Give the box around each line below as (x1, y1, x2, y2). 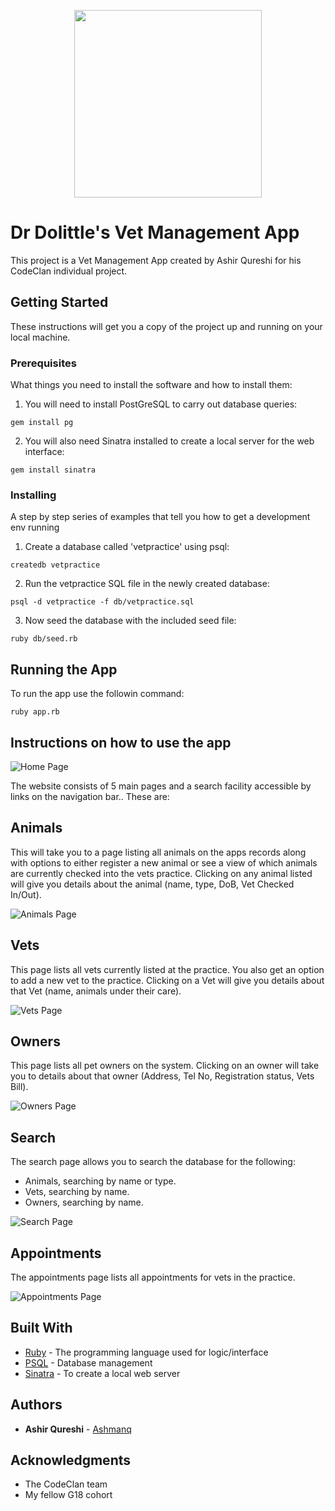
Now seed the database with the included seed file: (24, 615, 237, 627)
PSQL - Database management (24, 1356, 153, 1369)
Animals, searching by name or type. (24, 1175, 177, 1187)
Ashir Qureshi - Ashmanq (24, 1423, 132, 1435)
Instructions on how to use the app (10, 734, 232, 751)
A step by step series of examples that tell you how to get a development (10, 511, 311, 523)
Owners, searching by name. (24, 1196, 144, 1209)
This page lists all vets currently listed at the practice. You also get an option (10, 963, 325, 975)
